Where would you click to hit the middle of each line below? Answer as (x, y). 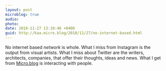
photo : (12, 24)
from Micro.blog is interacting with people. (49, 63)
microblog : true (22, 14)
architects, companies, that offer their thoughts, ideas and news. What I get (83, 58)
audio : (12, 19)
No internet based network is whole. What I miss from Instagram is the (78, 47)
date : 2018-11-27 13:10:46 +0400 (40, 28)
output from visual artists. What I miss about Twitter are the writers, (75, 52)
